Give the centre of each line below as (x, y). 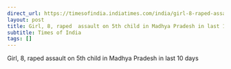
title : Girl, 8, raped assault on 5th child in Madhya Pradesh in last (113, 26)
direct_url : (24, 13)
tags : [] (20, 39)
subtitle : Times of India (44, 32)
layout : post (26, 20)
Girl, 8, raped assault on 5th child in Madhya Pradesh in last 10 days (103, 58)
